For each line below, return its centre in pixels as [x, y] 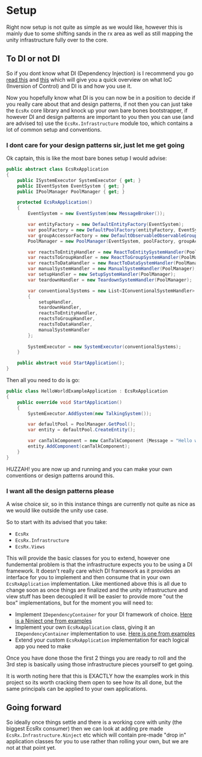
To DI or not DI [33, 59]
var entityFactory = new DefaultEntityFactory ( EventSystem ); [106, 225]
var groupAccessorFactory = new [69, 236]
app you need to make [43, 646]
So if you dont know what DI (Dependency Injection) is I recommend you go [100, 73]
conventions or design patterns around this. [60, 475]
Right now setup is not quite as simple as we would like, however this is [94, 27]
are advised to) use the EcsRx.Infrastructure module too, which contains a [99, 123]
